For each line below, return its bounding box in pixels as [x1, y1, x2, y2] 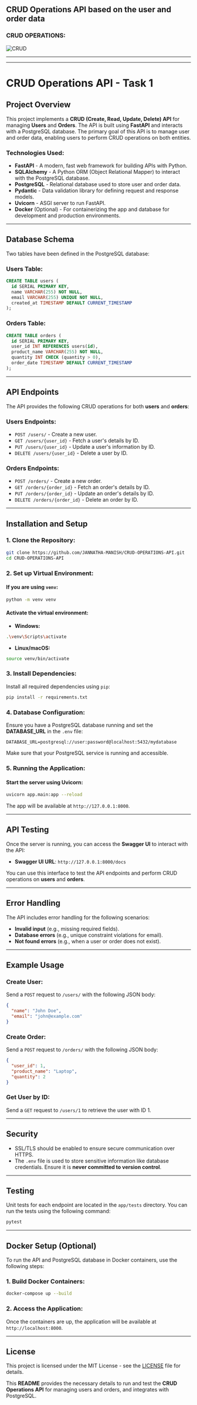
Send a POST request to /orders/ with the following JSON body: [6, 1046, 158, 1053]
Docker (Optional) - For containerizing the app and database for [14, 206, 170, 213]
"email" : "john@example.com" [11, 1013, 83, 1020]
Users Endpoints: [6, 417, 57, 425]
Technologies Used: [6, 149, 64, 157]
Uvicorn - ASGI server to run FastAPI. [14, 199, 106, 206]
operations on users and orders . [6, 875, 85, 883]
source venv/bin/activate [6, 656, 69, 661]
